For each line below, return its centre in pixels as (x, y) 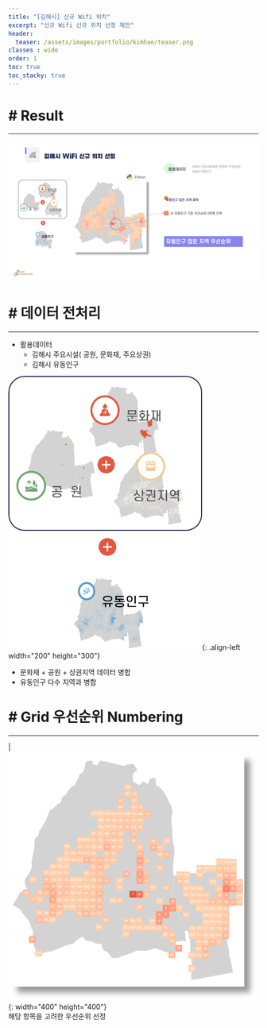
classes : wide (33, 50)
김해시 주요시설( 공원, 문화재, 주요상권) (91, 354)
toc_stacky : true (37, 75)
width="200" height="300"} (54, 656)
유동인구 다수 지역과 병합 (58, 682)
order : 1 (23, 59)
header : (21, 33)
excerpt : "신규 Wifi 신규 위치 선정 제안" (71, 25)
